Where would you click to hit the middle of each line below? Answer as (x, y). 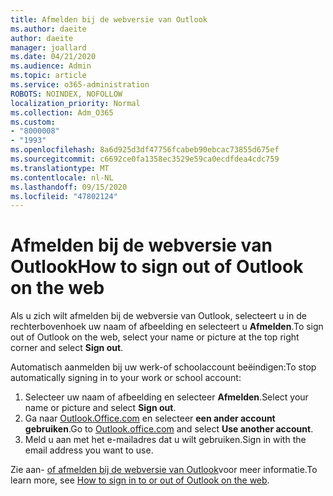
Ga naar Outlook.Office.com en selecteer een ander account (150, 418)
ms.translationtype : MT (60, 168)
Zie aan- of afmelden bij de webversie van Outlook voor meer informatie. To (164, 470)
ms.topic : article (48, 76)
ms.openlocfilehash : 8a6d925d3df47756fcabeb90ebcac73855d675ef (145, 150)
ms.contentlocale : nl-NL (62, 177)
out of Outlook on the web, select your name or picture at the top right (155, 337)
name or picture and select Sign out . (100, 408)
